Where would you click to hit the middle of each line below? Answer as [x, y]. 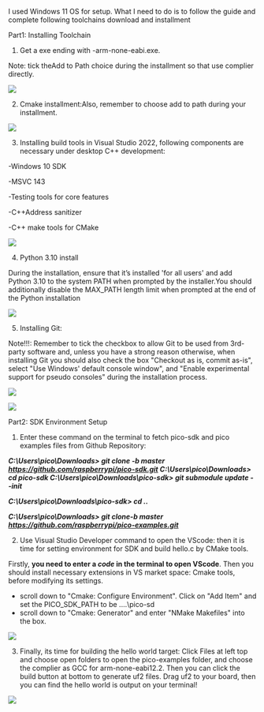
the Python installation [45, 298]
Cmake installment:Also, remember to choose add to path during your [133, 104]
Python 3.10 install [49, 257]
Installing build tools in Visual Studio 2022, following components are [132, 142]
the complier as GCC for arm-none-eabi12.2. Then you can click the [130, 668]
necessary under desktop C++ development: [92, 151]
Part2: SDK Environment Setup [58, 422]
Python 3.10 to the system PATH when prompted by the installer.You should [130, 281]
